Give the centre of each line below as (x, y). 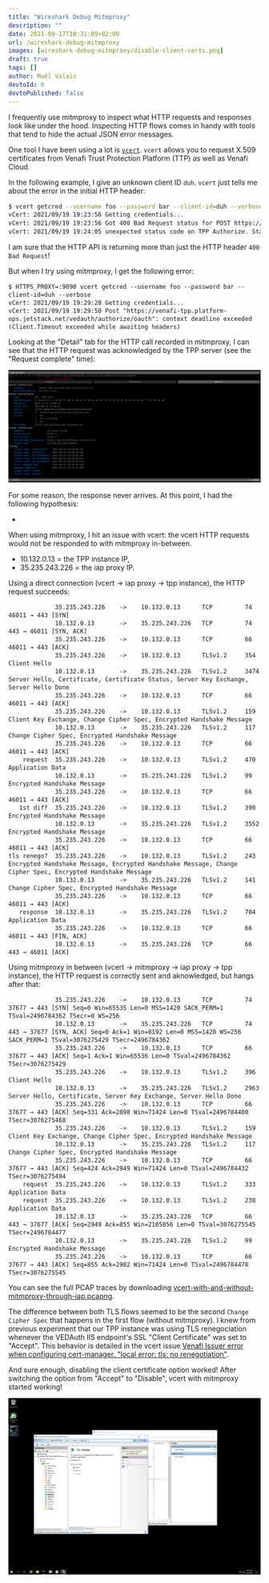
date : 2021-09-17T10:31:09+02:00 (64, 34)
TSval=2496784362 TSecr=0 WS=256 (64, 1016)
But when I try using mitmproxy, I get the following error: (101, 271)
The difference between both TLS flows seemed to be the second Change (128, 1312)
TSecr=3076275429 (37, 1064)
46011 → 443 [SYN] (39, 615)
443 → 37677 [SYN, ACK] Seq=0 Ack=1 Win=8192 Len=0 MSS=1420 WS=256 (125, 1032)
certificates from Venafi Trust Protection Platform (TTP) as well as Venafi (128, 158)
